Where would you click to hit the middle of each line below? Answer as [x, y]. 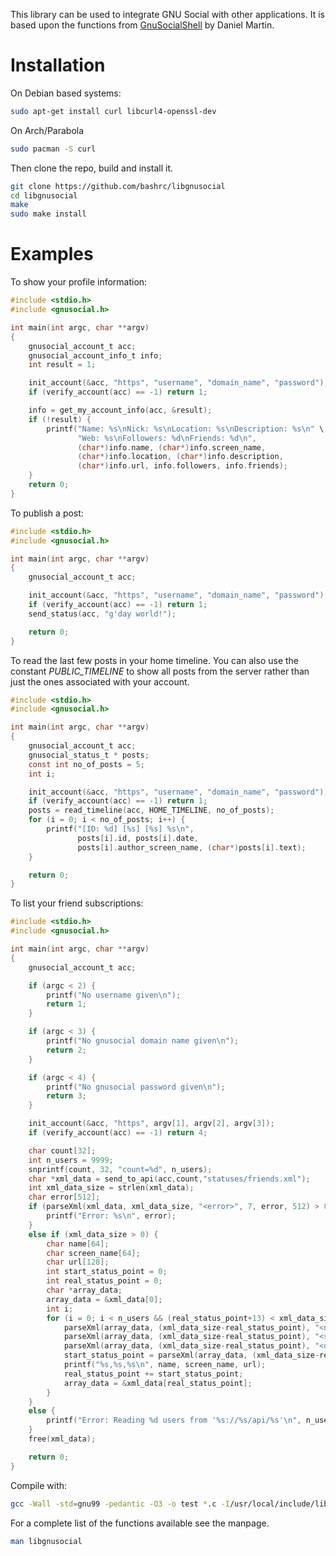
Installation [58, 65]
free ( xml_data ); [62, 1439]
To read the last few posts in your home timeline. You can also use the [155, 660]
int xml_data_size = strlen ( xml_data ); [111, 1188]
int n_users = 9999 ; [71, 1160]
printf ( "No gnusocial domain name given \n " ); [143, 1041]
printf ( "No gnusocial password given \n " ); [136, 1087]
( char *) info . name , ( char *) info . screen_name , [172, 447]
